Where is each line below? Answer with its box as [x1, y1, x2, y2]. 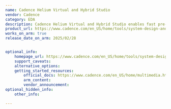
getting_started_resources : [14, 68, 74, 74]
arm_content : [23, 78, 51, 83]
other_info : [14, 92, 40, 97]
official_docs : [23, 73, 56, 78]
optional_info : [5, 49, 38, 54]
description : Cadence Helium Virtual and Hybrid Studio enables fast [5, 21, 156, 27]
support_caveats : [14, 59, 51, 64]
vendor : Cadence [5, 12, 40, 17]
